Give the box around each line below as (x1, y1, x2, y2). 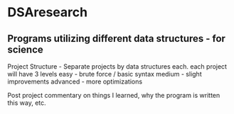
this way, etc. (7, 98, 46, 107)
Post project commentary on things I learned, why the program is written (7, 91, 220, 99)
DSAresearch (7, 4, 87, 21)
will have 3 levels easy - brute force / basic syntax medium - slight (7, 70, 202, 78)
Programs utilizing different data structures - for (7, 33, 226, 45)
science (7, 43, 44, 55)
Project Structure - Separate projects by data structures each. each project (7, 62, 228, 71)
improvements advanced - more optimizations (7, 77, 143, 86)
